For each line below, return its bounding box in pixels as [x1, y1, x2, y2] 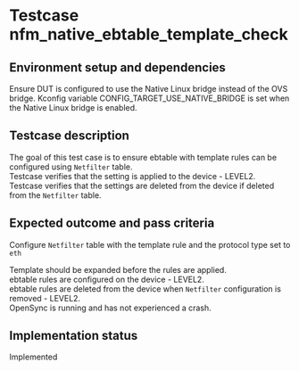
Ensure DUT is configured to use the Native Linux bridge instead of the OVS [9, 84, 288, 94]
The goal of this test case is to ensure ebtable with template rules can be [9, 152, 278, 162]
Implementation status [9, 328, 138, 343]
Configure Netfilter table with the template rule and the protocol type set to [9, 239, 291, 250]
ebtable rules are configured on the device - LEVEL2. [9, 274, 205, 284]
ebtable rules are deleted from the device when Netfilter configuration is [9, 283, 281, 294]
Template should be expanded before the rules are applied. [9, 264, 228, 275]
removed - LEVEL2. [9, 293, 81, 303]
